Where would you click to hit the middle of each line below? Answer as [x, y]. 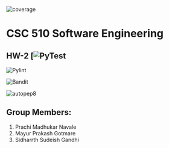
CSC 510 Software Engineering [85, 34]
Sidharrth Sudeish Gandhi [47, 140]
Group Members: [39, 112]
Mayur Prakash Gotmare [45, 133]
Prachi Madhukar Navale [46, 127]
